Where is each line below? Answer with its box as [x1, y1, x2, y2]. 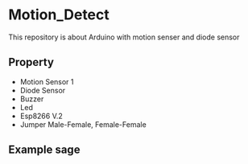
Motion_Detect [8, 6, 110, 24]
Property [8, 55, 55, 69]
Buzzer [19, 94, 44, 104]
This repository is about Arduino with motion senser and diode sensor [8, 32, 240, 42]
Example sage [8, 143, 81, 157]
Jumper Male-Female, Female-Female [19, 119, 147, 129]
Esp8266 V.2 [19, 111, 63, 121]
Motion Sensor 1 [19, 76, 74, 86]
